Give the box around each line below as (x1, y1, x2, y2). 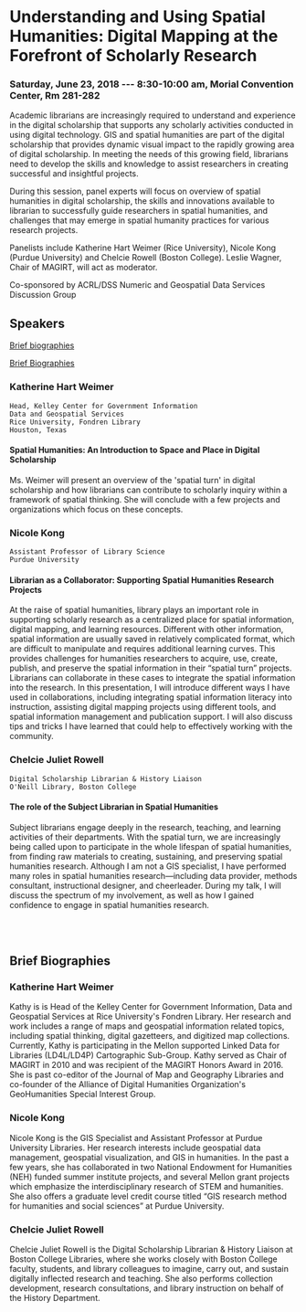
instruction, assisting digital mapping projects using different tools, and (9, 702, 277, 713)
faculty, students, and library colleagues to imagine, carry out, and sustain (9, 1264, 290, 1275)
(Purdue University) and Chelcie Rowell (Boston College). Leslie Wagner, (9, 252, 282, 263)
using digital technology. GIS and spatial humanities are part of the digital (9, 130, 285, 141)
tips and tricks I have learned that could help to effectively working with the (9, 721, 293, 732)
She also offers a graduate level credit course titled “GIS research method (9, 1190, 288, 1201)
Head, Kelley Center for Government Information (9, 401, 198, 410)
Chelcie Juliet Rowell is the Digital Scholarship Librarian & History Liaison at (9, 1244, 294, 1255)
